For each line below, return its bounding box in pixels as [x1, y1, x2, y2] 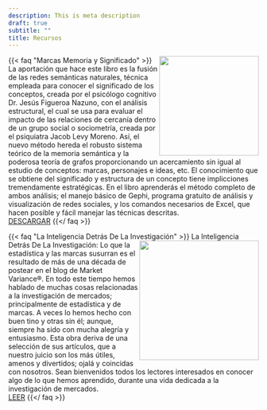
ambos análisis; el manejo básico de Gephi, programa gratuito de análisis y [8, 191, 253, 201]
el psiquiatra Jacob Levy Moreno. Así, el [8, 132, 140, 142]
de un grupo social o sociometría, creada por [8, 123, 156, 133]
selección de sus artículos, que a [8, 342, 117, 351]
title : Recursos [8, 33, 62, 42]
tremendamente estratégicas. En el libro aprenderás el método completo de [8, 182, 256, 192]
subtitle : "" [8, 26, 52, 34]
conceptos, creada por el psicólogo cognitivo [8, 89, 157, 100]
